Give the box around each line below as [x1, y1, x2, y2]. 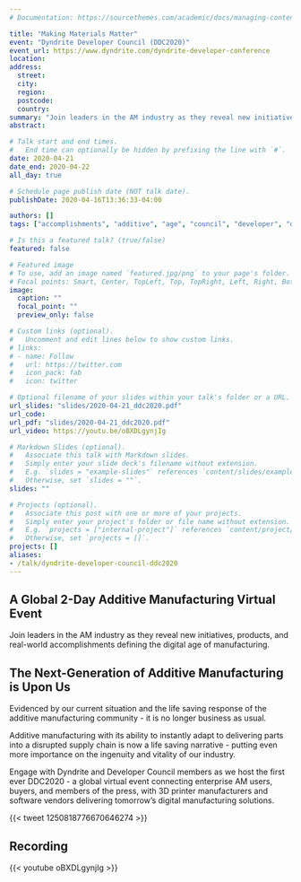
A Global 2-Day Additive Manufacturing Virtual [9, 592, 276, 607]
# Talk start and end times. [9, 137, 118, 146]
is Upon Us [9, 679, 72, 694]
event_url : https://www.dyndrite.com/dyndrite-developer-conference [9, 46, 271, 55]
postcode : [17, 96, 54, 105]
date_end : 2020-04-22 [9, 162, 90, 171]
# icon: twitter [9, 377, 78, 386]
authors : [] [9, 212, 54, 221]
